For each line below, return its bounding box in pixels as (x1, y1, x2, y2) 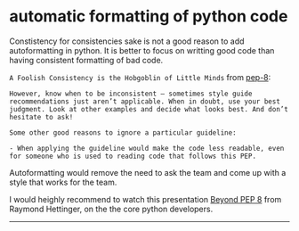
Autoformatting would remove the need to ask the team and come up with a (9, 167, 287, 177)
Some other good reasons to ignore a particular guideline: (9, 128, 238, 137)
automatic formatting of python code (9, 6, 288, 27)
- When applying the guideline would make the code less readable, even (9, 144, 285, 153)
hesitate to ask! (9, 112, 74, 121)
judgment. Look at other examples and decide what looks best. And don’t (9, 104, 289, 113)
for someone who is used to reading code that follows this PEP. (9, 152, 256, 161)
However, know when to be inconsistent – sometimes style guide (9, 89, 253, 98)
